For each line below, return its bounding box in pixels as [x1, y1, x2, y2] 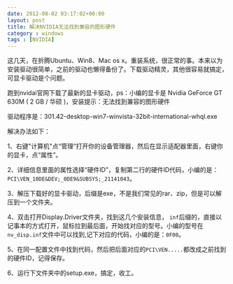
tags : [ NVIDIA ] [7, 36, 55, 43]
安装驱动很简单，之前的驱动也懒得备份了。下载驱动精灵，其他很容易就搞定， [7, 65, 228, 73]
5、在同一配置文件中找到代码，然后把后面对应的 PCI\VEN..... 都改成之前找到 [7, 246, 227, 254]
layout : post [7, 17, 45, 24]
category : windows [7, 29, 64, 37]
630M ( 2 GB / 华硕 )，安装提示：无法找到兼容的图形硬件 [7, 97, 170, 106]
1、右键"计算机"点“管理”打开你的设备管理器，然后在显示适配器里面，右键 [7, 142, 218, 150]
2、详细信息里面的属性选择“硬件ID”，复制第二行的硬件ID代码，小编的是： [7, 166, 219, 174]
